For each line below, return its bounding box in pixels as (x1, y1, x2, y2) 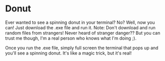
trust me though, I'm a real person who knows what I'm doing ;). (5, 35, 137, 41)
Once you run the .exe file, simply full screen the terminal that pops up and (5, 45, 159, 51)
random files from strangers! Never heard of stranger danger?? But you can (5, 30, 161, 36)
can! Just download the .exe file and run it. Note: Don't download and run (5, 24, 156, 30)
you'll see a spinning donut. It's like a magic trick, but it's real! (5, 50, 132, 56)
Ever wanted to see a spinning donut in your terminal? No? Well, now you (5, 19, 155, 25)
